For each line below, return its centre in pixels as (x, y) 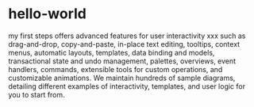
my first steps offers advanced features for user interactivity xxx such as (127, 36)
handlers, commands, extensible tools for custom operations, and (115, 69)
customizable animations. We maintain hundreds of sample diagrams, (122, 78)
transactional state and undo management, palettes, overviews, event (122, 61)
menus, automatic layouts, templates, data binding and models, (112, 52)
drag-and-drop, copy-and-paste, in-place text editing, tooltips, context (124, 44)
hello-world (48, 14)
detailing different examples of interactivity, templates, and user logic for (127, 86)
